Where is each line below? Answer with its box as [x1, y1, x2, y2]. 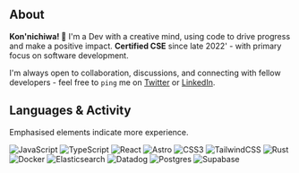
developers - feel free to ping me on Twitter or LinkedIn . [9, 76, 216, 88]
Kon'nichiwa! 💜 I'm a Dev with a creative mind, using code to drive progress [9, 30, 291, 41]
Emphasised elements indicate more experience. [9, 126, 190, 137]
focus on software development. [9, 49, 129, 61]
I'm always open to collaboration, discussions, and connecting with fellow [9, 67, 281, 78]
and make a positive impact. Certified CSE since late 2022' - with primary [9, 40, 282, 51]
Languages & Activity [9, 103, 132, 118]
